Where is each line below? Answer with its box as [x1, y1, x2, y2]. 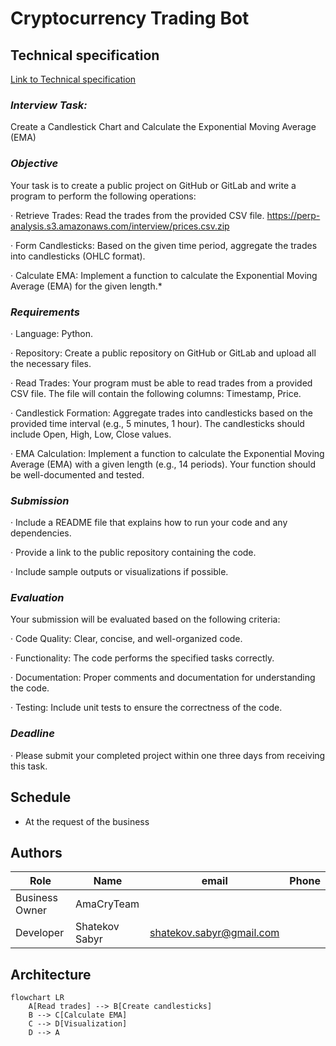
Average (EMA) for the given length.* [10, 280, 163, 292]
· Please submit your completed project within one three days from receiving [10, 749, 326, 761]
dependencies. [10, 527, 72, 539]
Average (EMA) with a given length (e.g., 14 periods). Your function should [10, 458, 317, 470]
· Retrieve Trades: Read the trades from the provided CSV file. [10, 209, 265, 221]
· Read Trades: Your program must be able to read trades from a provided [10, 377, 313, 389]
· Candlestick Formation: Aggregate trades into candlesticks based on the [10, 407, 314, 419]
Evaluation [10, 591, 65, 605]
